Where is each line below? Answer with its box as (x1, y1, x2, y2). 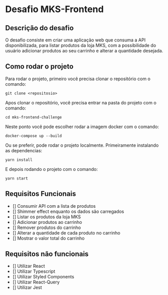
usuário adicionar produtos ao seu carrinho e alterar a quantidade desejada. (5, 48, 163, 53)
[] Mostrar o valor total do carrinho (12, 235, 85, 241)
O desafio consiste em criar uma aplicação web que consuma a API (5, 37, 146, 43)
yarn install (5, 157, 33, 162)
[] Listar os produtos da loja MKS (12, 213, 81, 220)
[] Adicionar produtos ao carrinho (12, 219, 82, 225)
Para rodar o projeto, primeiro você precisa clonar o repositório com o (5, 76, 150, 82)
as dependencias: (5, 147, 42, 153)
